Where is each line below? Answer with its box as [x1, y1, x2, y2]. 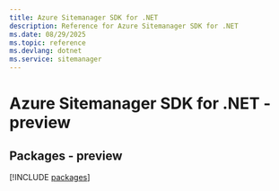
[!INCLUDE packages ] [9, 172, 91, 182]
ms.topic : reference [9, 38, 87, 48]
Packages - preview [9, 148, 123, 163]
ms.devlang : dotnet [9, 47, 83, 56]
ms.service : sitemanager [9, 55, 102, 64]
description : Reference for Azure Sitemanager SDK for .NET [9, 22, 240, 30]
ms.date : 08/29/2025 [9, 30, 87, 39]
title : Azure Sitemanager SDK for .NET [9, 13, 159, 22]
